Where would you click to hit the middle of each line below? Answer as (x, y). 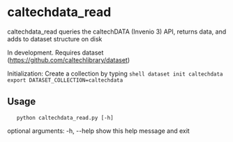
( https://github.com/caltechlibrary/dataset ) (69, 59)
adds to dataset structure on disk (55, 38)
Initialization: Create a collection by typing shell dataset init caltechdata (115, 73)
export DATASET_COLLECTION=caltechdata (65, 80)
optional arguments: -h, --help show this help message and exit (98, 131)
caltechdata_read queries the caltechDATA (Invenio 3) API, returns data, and (117, 31)
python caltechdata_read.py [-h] (65, 118)
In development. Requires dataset (55, 52)
